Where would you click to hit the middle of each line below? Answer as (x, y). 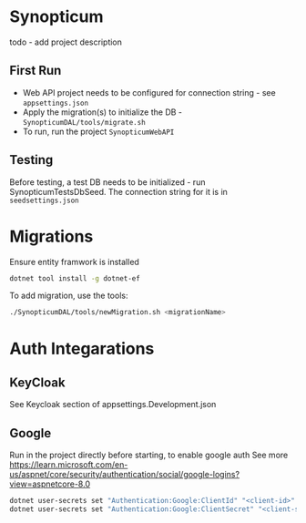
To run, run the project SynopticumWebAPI (98, 131)
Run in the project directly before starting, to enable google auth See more (149, 455)
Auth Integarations (82, 349)
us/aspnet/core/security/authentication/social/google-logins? (124, 475)
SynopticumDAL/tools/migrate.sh (84, 122)
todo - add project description (66, 42)
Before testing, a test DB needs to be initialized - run (107, 182)
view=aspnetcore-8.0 (50, 484)
